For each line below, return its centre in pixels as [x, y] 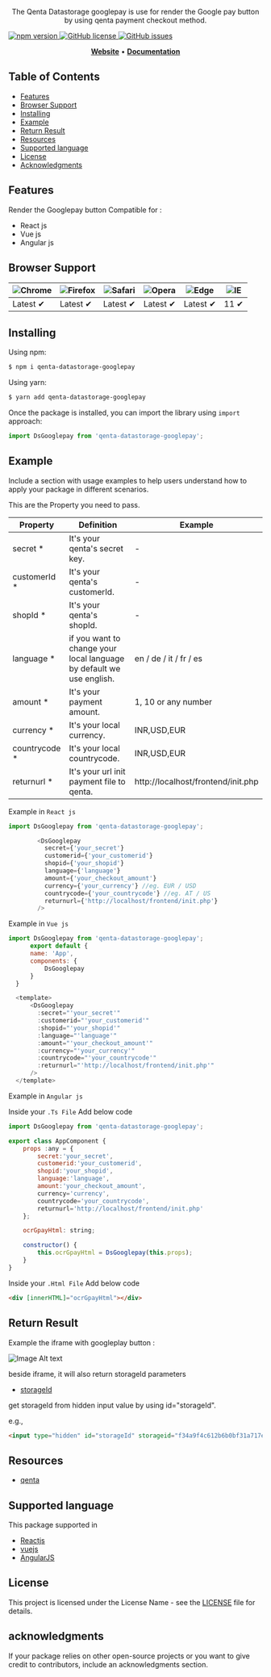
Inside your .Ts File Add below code [71, 1111]
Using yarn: [27, 383]
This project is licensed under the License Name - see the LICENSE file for [132, 1602]
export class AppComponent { [57, 1141]
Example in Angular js [46, 1096]
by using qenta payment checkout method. [135, 20]
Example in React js [42, 811]
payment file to [98, 781]
